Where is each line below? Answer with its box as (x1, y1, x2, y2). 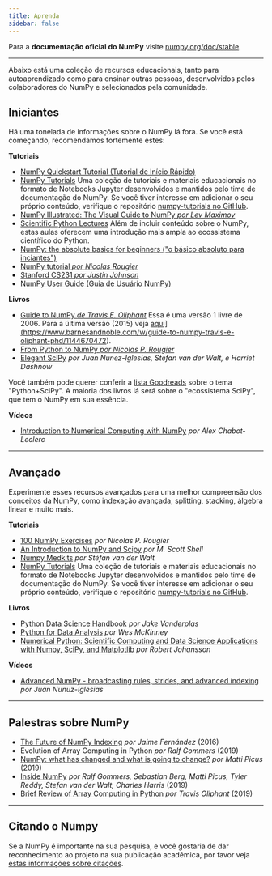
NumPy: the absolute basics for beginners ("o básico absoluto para (19, 245, 244, 254)
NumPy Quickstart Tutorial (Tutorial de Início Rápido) (19, 167, 196, 176)
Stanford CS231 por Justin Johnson (19, 270, 139, 280)
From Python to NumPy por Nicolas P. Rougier (19, 345, 175, 355)
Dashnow (19, 362, 53, 372)
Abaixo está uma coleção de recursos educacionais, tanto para (8, 65, 219, 74)
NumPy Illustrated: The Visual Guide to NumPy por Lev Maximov (19, 210, 236, 219)
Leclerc (19, 435, 46, 444)
